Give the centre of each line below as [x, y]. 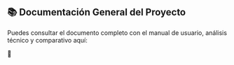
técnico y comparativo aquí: [47, 40]
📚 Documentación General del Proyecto [97, 12]
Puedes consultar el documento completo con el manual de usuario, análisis [117, 32]
